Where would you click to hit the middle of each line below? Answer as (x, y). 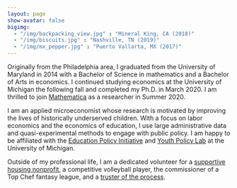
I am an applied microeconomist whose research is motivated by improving (117, 111)
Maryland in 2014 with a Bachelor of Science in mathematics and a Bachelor (118, 74)
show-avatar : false (36, 20)
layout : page (27, 14)
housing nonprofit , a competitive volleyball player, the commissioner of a (113, 169)
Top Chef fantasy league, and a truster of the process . (87, 177)
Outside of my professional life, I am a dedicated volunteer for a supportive (116, 162)
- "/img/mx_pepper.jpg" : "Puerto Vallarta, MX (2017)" (98, 47)
